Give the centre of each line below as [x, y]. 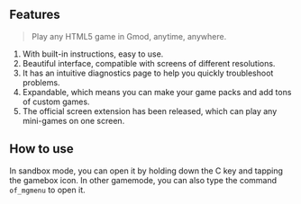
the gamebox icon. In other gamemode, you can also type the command [143, 180]
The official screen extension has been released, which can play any [150, 111]
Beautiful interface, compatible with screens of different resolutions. [149, 63]
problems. [41, 82]
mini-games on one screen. [73, 120]
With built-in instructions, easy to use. [93, 54]
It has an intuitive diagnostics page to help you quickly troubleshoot [148, 73]
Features [35, 15]
